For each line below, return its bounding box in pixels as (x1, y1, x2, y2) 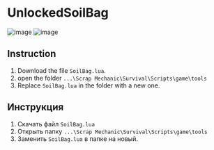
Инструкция (7, 101, 64, 113)
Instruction (7, 48, 56, 60)
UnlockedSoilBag (7, 5, 109, 21)
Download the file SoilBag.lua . (17, 66, 106, 74)
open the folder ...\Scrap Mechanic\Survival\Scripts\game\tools (17, 74, 207, 82)
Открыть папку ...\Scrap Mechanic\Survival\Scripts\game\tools (17, 127, 208, 135)
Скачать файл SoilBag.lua (17, 119, 95, 128)
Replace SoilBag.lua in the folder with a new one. (17, 81, 160, 90)
